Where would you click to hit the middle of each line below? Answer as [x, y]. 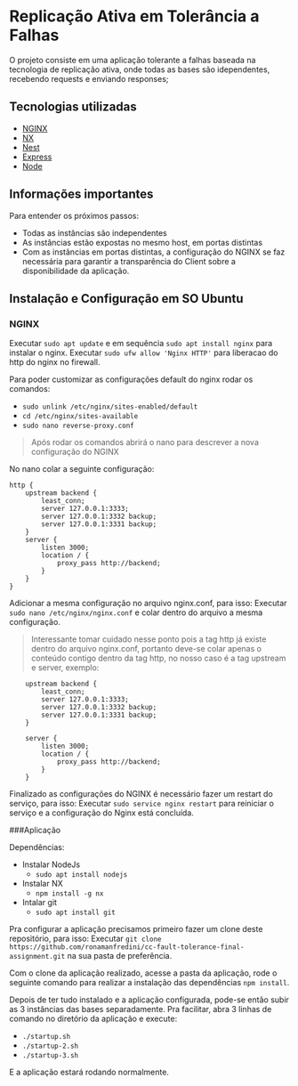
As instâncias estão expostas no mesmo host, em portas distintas [142, 242]
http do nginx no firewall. [55, 362]
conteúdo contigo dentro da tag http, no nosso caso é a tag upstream [158, 658]
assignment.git [37, 957]
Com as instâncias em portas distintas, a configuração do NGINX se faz [153, 252]
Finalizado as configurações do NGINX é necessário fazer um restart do [141, 794]
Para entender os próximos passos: [74, 215]
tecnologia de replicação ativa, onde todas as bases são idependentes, [140, 69]
